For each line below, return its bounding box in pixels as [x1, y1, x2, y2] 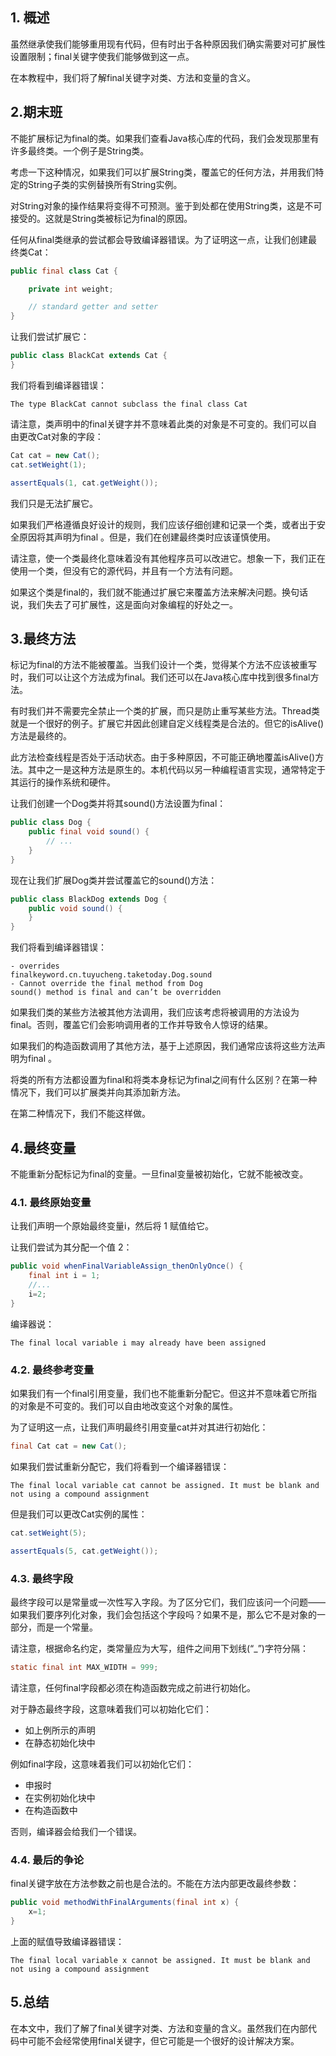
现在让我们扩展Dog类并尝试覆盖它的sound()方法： [10, 874, 218, 886]
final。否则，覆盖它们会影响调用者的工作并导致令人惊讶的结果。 [10, 1019, 274, 1031]
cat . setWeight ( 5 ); [10, 1528, 87, 1538]
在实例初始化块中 [24, 1791, 96, 1803]
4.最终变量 [10, 1139, 77, 1157]
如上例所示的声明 [24, 1724, 96, 1736]
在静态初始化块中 [24, 1736, 96, 1748]
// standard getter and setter [28, 302, 159, 312]
